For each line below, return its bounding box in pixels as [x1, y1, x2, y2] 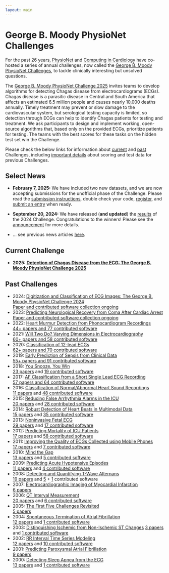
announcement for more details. [12, 222, 80, 228]
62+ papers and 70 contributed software [12, 347, 97, 353]
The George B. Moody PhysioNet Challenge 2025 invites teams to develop [5, 83, 160, 89]
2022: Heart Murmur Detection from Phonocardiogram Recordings [12, 320, 151, 326]
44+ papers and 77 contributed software [12, 325, 97, 332]
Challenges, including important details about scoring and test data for [5, 151, 152, 157]
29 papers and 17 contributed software [12, 422, 93, 428]
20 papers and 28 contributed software [12, 401, 95, 406]
